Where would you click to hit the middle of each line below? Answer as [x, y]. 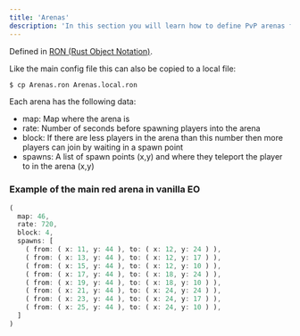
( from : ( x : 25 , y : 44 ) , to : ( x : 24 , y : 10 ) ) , [123, 307]
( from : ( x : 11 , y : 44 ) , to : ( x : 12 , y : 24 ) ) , [123, 250]
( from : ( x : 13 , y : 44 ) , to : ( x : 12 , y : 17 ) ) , [123, 258]
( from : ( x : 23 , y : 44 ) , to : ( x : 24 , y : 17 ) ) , [123, 299]
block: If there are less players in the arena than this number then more [153, 138]
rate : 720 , [37, 225]
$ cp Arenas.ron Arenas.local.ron [74, 85]
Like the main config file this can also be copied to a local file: [123, 69]
